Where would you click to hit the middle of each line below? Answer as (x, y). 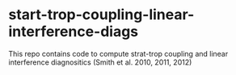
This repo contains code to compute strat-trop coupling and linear (118, 53)
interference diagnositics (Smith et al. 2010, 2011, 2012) (100, 62)
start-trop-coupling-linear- (101, 15)
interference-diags (74, 32)
